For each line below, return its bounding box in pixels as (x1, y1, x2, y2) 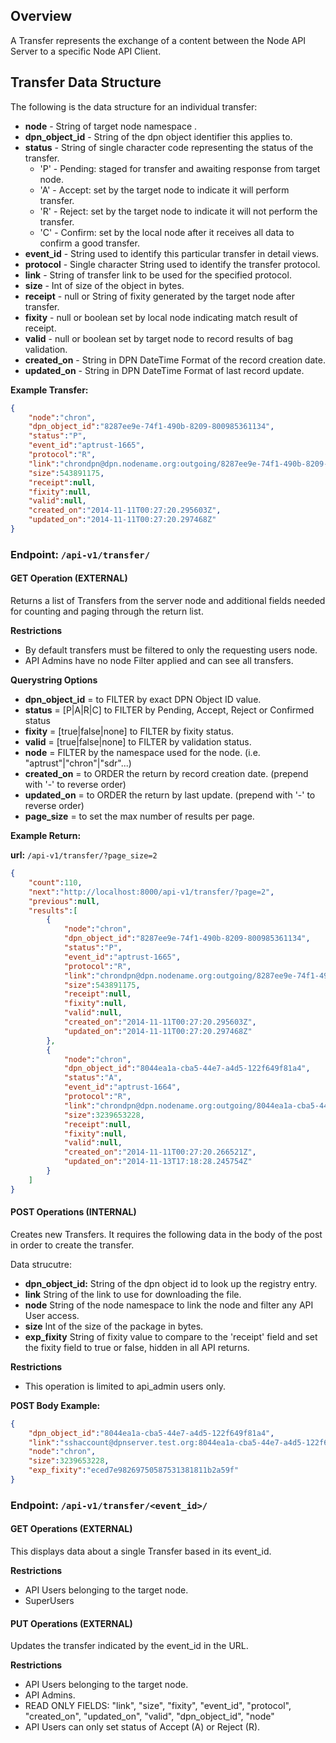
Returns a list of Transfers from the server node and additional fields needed (10, 595, 326, 606)
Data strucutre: (10, 1258, 73, 1270)
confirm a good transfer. (39, 237, 140, 249)
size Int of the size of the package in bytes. (24, 1320, 204, 1332)
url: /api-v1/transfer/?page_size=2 (10, 849, 158, 861)
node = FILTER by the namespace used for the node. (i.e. (24, 747, 261, 758)
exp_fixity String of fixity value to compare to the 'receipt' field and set (24, 1330, 318, 1343)
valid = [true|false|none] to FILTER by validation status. (24, 736, 252, 748)
